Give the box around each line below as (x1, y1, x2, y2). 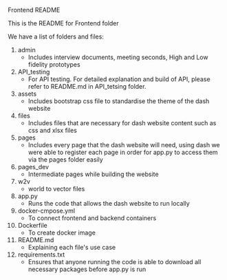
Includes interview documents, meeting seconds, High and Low (28, 53, 208, 61)
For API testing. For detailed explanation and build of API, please (28, 75, 210, 83)
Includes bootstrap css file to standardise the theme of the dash (28, 97, 210, 105)
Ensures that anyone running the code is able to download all (28, 258, 202, 266)
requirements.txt (17, 250, 65, 259)
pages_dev (17, 163, 50, 171)
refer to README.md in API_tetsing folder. (28, 83, 147, 90)
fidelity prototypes (28, 61, 81, 68)
